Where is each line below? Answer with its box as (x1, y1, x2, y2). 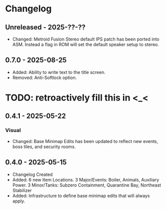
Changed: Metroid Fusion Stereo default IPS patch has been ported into (12, 36, 160, 42)
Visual (5, 127, 21, 134)
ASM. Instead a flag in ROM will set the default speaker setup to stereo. (12, 41, 159, 47)
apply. (12, 198, 25, 204)
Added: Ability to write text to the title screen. (12, 69, 106, 75)
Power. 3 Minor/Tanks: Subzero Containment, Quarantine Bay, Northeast (12, 182, 161, 188)
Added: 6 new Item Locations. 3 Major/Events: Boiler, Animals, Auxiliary (12, 176, 160, 182)
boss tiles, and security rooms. (12, 143, 76, 149)
